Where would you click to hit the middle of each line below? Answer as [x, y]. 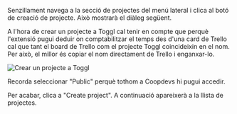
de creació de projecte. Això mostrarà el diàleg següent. [90, 18]
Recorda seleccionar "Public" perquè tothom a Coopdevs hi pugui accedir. [116, 81]
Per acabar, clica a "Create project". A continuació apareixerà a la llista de [116, 95]
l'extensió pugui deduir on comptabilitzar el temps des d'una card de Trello [117, 39]
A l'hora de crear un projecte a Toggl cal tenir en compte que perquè [108, 32]
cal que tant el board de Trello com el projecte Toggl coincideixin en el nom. [118, 46]
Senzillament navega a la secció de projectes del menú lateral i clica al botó [118, 10]
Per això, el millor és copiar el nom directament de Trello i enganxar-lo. [111, 54]
